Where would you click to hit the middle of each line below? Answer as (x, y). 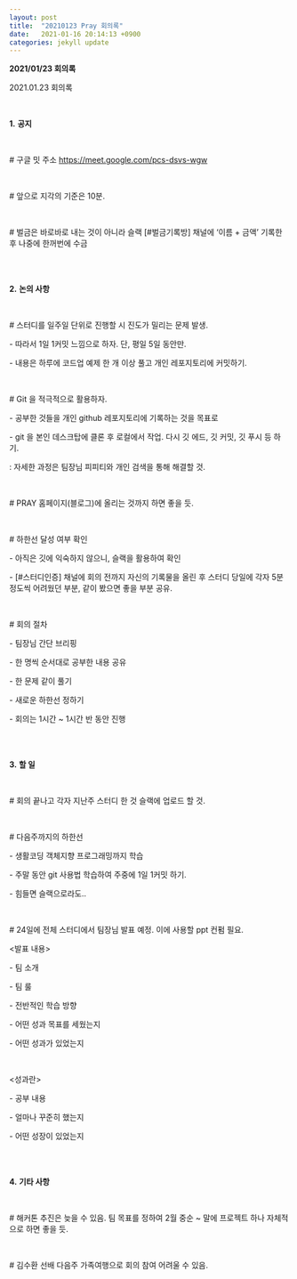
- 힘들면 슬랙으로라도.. (48, 894)
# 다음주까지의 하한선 (46, 837)
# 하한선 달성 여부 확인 (48, 539)
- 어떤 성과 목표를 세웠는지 (55, 1024)
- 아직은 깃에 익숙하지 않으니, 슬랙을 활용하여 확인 (95, 558)
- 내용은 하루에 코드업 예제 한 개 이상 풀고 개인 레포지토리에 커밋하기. (128, 363)
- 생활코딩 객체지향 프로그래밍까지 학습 (76, 856)
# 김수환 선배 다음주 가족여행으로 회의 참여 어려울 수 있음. (109, 1266)
